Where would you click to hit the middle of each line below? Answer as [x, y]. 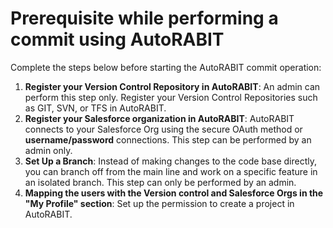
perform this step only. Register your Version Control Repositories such [171, 97]
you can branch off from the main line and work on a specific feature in [171, 171]
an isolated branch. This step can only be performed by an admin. [160, 182]
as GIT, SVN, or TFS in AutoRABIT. [95, 108]
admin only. [48, 150]
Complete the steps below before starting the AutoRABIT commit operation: [166, 67]
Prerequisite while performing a [144, 18]
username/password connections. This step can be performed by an [168, 139]
